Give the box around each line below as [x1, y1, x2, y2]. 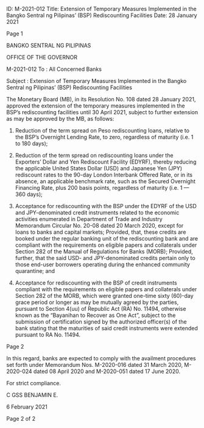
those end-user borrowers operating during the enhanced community [15, 261, 191, 268]
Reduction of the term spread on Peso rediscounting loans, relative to [15, 127, 190, 134]
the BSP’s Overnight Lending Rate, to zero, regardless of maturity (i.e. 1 [15, 134, 194, 140]
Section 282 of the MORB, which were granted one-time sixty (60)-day [15, 292, 194, 299]
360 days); [15, 190, 43, 198]
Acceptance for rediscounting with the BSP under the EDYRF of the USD [15, 203, 197, 209]
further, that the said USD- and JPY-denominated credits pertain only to [15, 255, 196, 261]
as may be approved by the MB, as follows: [6, 115, 114, 122]
